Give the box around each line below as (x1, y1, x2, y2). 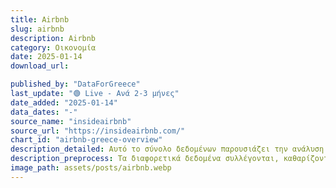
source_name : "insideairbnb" (10, 116, 132, 126)
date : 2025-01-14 (10, 52, 83, 62)
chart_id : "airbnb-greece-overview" (10, 135, 163, 145)
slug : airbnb (10, 24, 65, 34)
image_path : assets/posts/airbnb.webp (10, 163, 172, 173)
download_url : (10, 61, 70, 71)
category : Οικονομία (10, 42, 97, 53)
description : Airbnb (10, 33, 97, 43)
